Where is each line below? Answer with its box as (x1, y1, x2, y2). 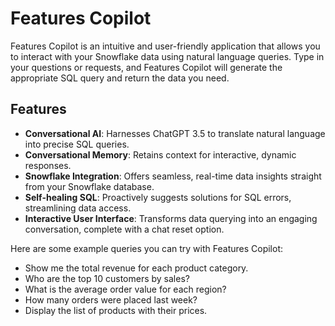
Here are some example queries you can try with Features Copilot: (10, 242, 283, 254)
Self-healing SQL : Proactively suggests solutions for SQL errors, (24, 191, 292, 203)
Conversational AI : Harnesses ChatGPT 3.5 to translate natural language (24, 127, 326, 139)
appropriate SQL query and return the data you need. (10, 72, 230, 84)
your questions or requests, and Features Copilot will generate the (10, 61, 283, 73)
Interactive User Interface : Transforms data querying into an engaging (24, 212, 318, 224)
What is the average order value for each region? (24, 283, 227, 295)
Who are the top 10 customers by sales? (24, 272, 190, 284)
